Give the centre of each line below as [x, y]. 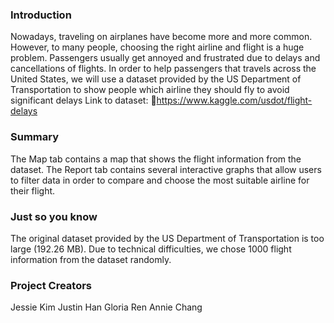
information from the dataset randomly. [91, 259]
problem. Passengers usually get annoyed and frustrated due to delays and [165, 58]
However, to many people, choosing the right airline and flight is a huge [157, 47]
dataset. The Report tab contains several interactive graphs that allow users [166, 169]
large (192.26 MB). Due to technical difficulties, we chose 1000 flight [151, 249]
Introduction [41, 15]
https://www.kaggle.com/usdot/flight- [234, 100]
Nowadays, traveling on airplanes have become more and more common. [161, 37]
